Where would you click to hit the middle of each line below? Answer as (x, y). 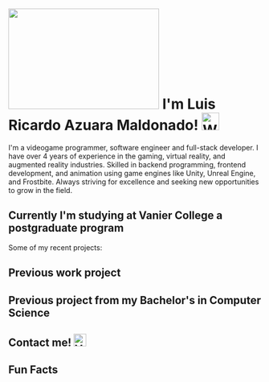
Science (29, 312)
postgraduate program (66, 228)
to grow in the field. (41, 190)
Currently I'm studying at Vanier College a (116, 216)
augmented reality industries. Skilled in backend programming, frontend (127, 164)
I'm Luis (189, 104)
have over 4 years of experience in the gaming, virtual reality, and (117, 156)
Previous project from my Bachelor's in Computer (134, 300)
